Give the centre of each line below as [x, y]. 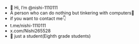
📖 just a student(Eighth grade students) [50, 36]
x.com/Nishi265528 [30, 31]
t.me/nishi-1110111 [28, 25]
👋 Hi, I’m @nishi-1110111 [34, 8]
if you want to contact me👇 [38, 18]
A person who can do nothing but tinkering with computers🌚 [72, 13]
